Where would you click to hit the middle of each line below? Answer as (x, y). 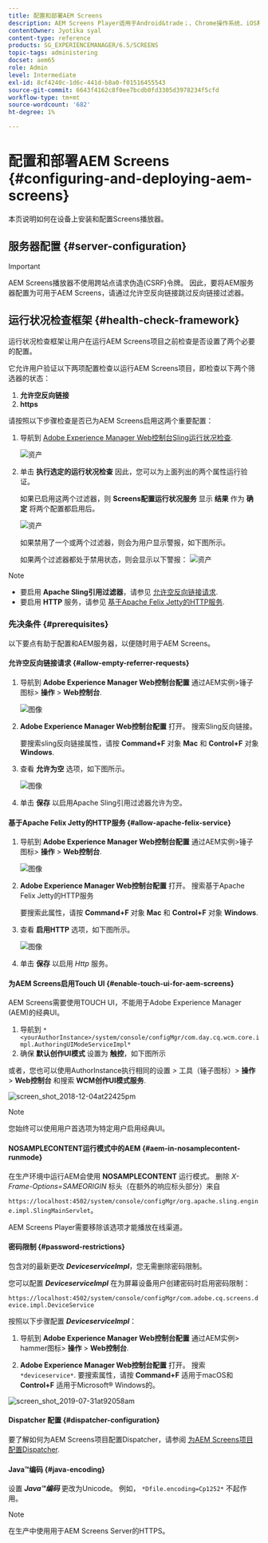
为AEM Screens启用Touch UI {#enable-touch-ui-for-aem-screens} (121, 983)
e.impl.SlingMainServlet (49, 1211)
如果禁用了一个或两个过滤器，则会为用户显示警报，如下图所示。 (124, 542)
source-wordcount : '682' (49, 105)
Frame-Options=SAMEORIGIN (57, 1186)
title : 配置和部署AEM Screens (55, 16)
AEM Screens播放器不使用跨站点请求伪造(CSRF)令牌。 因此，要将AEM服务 (131, 282)
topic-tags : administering (53, 53)
